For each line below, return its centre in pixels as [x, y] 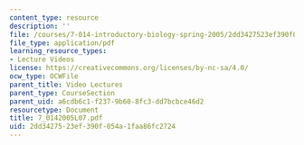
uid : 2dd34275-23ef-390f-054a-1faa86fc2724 [93, 127]
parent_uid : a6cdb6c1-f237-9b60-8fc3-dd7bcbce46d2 [107, 101]
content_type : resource [54, 18]
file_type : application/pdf [62, 43]
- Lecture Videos [42, 59]
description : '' [40, 26]
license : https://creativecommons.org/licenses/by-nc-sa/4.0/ [129, 68]
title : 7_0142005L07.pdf [56, 118]
